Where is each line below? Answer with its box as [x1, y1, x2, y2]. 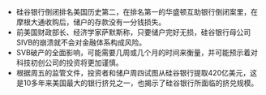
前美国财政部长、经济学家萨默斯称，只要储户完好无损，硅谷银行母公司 [15, 28, 251, 37]
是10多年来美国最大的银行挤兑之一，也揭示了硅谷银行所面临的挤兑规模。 [15, 78, 259, 88]
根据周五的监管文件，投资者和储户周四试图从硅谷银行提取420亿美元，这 [15, 68, 258, 77]
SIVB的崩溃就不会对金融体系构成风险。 [15, 37, 147, 47]
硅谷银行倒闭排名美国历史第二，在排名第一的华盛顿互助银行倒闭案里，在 [15, 7, 258, 16]
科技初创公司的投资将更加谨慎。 [15, 58, 123, 67]
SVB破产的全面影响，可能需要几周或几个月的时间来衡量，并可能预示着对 [15, 48, 258, 57]
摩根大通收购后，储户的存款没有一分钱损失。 [15, 17, 166, 27]
